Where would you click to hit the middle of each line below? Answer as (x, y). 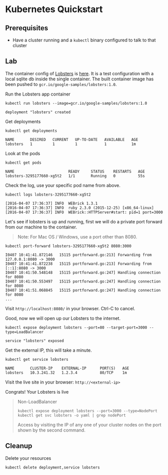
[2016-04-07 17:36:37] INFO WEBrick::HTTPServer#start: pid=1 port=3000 (84, 212)
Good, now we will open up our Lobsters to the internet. (63, 318)
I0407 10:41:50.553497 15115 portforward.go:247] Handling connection (83, 281)
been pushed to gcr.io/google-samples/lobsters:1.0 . (61, 84)
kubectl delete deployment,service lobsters (53, 467)
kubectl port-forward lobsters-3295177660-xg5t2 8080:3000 (68, 246)
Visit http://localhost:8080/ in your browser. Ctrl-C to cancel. (70, 308)
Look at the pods (23, 153)
